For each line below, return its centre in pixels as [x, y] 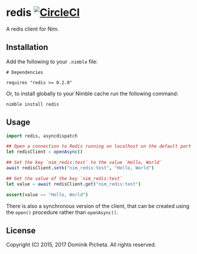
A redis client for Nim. [32, 29]
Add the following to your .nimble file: [52, 61]
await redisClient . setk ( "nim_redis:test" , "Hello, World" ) [80, 168]
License [21, 230]
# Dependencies [25, 72]
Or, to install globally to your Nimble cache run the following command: [92, 93]
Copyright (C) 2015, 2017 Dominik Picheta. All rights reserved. [81, 245]
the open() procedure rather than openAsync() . [62, 212]
